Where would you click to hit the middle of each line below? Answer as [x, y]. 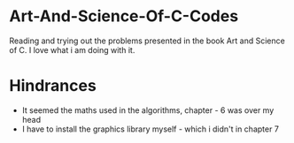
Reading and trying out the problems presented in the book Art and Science [147, 41]
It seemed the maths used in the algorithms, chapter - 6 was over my [148, 110]
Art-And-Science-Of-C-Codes [124, 16]
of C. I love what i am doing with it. [72, 49]
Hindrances [53, 86]
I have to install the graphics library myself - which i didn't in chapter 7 [150, 129]
